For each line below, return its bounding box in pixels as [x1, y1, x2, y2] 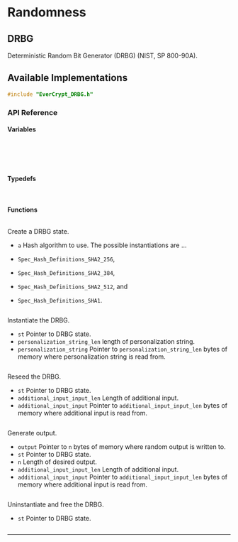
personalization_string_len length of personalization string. [17, 337, 195, 346]
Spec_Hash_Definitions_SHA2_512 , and [17, 282, 128, 291]
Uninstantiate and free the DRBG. [7, 500, 104, 509]
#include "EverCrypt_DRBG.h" [7, 90, 93, 98]
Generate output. [7, 429, 57, 438]
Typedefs [7, 175, 37, 183]
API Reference [7, 107, 58, 117]
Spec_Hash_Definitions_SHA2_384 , [17, 269, 115, 277]
